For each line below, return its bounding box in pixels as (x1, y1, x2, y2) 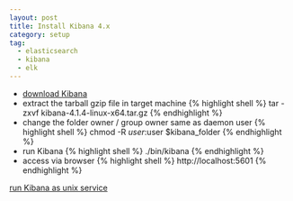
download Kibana (22, 87, 88, 99)
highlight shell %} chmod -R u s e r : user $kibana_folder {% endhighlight (22, 126, 282, 137)
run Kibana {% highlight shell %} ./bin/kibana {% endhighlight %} (22, 145, 264, 156)
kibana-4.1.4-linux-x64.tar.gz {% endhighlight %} (40, 107, 223, 118)
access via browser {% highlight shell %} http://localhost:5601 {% (22, 155, 267, 166)
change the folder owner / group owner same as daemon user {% (22, 116, 266, 127)
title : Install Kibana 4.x (9, 22, 111, 31)
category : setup (9, 30, 70, 39)
